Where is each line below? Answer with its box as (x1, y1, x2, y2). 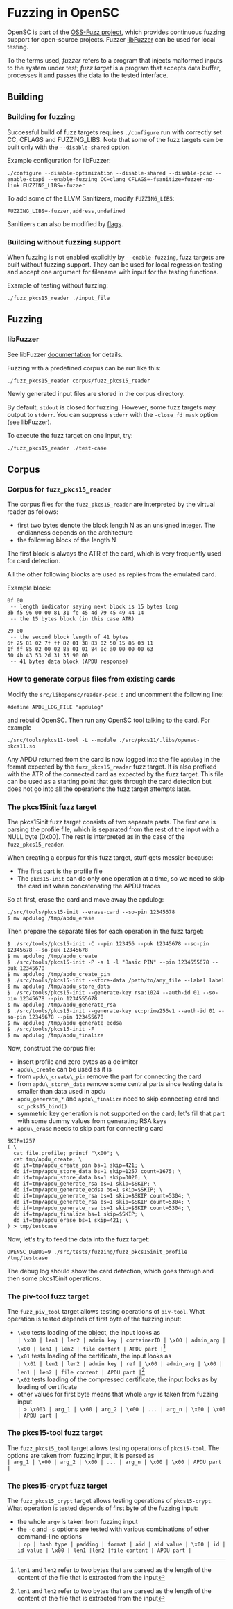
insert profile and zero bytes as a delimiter (17, 1057, 139, 1066)
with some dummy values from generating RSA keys (17, 1116, 167, 1125)
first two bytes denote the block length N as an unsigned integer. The (17, 521, 216, 530)
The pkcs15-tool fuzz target (7, 1428, 103, 1438)
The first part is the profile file (17, 867, 103, 875)
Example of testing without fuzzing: (7, 281, 109, 290)
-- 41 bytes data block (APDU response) (10, 658, 129, 666)
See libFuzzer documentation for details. (7, 350, 123, 359)
